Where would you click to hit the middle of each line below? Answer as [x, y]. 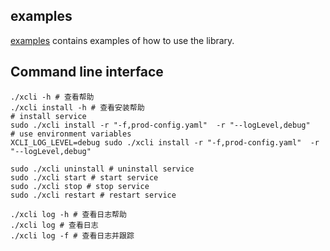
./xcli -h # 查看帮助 [52, 97]
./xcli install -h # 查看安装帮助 [77, 107]
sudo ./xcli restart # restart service [93, 195]
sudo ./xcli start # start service [84, 177]
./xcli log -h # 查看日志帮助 [68, 214]
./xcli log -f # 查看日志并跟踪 [72, 235]
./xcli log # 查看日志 [54, 225]
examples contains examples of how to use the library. [122, 40]
